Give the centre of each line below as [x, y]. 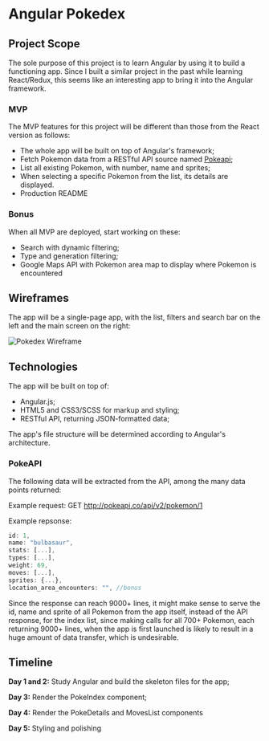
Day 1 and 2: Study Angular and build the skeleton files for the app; [119, 682]
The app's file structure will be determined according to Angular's [117, 434]
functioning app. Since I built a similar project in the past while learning [126, 71]
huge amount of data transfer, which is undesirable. [94, 637]
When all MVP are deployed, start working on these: [94, 232]
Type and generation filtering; [69, 256]
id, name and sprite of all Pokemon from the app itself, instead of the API [128, 612]
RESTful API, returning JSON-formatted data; [95, 419]
